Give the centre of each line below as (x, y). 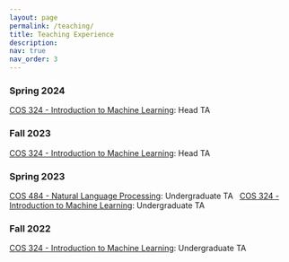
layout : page (34, 17)
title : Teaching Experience (62, 34)
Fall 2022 (30, 228)
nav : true (28, 51)
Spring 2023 (37, 176)
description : (34, 43)
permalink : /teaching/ (52, 26)
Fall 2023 (30, 134)
